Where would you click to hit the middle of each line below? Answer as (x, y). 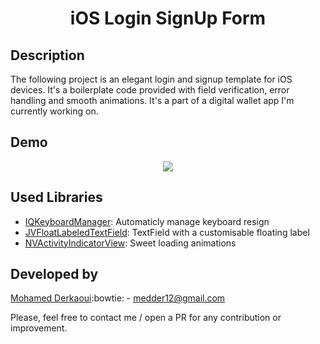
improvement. (39, 328)
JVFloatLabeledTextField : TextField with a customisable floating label (167, 232)
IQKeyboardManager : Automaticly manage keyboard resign (147, 221)
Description (47, 55)
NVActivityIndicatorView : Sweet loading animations (130, 243)
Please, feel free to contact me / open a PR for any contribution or (146, 318)
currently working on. (54, 111)
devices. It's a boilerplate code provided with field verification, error (150, 90)
